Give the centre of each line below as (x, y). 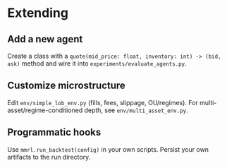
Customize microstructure (66, 86)
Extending (38, 13)
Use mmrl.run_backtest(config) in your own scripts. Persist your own (108, 149)
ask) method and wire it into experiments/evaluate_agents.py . (97, 64)
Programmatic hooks (54, 132)
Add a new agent (45, 39)
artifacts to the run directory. (49, 157)
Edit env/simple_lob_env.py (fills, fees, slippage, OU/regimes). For (103, 102)
